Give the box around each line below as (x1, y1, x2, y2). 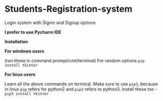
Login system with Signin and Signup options (4, 20, 96, 25)
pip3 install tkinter (4, 91, 49, 96)
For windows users (4, 48, 45, 54)
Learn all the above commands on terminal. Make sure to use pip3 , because (4, 81, 158, 87)
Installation (4, 38, 28, 45)
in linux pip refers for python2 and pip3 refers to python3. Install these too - (4, 86, 158, 92)
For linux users (4, 71, 36, 77)
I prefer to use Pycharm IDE (4, 29, 62, 35)
